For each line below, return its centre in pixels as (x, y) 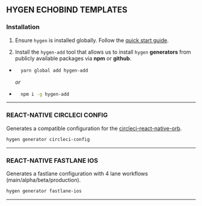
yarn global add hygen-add (54, 70)
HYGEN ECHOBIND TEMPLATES (67, 10)
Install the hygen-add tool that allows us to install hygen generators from (103, 52)
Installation (23, 27)
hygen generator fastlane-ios (44, 191)
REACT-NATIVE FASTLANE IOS (52, 160)
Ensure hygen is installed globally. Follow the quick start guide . (92, 40)
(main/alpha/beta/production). (44, 179)
